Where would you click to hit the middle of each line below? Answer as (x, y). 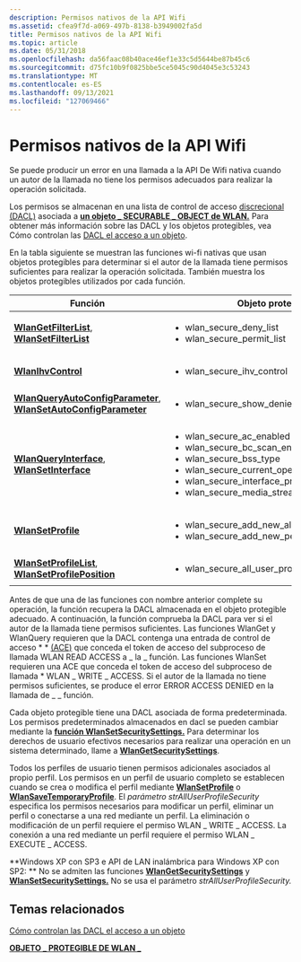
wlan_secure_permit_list (236, 339)
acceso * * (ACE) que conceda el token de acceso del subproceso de (138, 648)
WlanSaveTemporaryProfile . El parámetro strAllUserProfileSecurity (134, 797)
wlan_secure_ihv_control (236, 372)
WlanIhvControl (48, 372)
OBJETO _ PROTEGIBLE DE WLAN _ (75, 949)
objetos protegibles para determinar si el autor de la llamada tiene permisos (149, 262)
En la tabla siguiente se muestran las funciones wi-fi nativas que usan (138, 253)
